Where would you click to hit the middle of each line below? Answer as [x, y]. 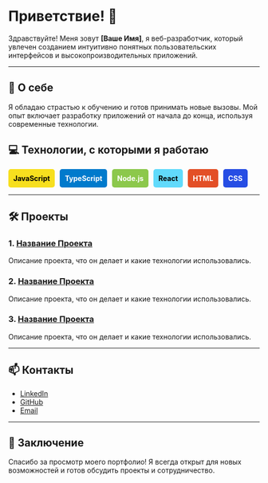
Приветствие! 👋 [63, 16]
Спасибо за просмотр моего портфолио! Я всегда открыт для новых [125, 462]
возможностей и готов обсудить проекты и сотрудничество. [112, 470]
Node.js [130, 178]
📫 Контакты [41, 370]
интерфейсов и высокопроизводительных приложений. [103, 55]
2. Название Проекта [51, 281]
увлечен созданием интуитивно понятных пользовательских [112, 46]
